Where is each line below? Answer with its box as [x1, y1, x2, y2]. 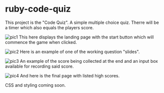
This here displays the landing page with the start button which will [19, 34, 154, 40]
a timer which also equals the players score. [5, 24, 94, 30]
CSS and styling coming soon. [5, 82, 66, 88]
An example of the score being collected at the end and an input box [20, 58, 158, 64]
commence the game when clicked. [5, 39, 77, 45]
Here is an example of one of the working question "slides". [20, 49, 140, 55]
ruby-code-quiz [5, 3, 71, 15]
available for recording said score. [5, 63, 74, 69]
